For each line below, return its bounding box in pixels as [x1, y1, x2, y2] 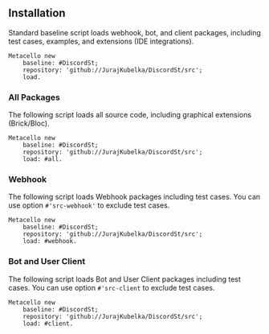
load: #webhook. [22, 237, 78, 245]
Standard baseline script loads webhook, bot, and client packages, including [8, 27, 261, 37]
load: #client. [22, 320, 74, 328]
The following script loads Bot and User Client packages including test [8, 274, 241, 284]
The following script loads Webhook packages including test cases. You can [8, 192, 261, 202]
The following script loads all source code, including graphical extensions [8, 110, 251, 120]
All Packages [8, 92, 60, 103]
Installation [8, 6, 66, 20]
